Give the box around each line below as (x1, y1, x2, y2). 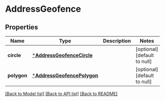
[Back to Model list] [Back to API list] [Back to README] (5, 91, 118, 97)
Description (103, 38, 131, 44)
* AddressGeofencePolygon (31, 72, 98, 79)
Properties (5, 23, 38, 31)
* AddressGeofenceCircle (31, 52, 93, 58)
